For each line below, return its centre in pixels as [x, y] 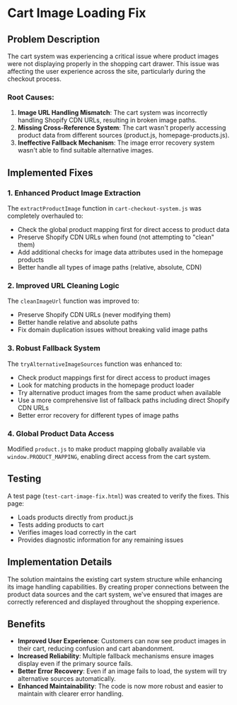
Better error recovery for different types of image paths [98, 415]
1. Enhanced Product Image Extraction [74, 193]
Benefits [27, 624]
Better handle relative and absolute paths [77, 322]
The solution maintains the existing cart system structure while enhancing [115, 579]
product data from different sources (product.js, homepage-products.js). [123, 135]
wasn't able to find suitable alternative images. [86, 150]
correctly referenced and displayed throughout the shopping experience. [114, 601]
